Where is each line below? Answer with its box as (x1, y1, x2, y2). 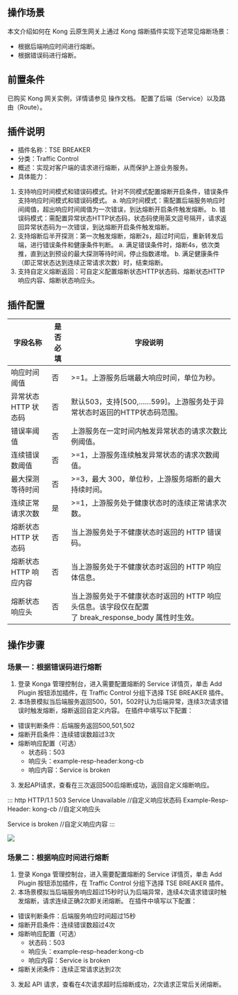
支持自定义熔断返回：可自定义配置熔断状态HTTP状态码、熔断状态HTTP (17, 267, 225, 276)
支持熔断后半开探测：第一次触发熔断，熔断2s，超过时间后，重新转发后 (17, 232, 224, 240)
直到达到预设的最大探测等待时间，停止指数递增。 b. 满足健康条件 (30, 249, 220, 258)
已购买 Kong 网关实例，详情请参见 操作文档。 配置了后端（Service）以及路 (7, 94, 225, 102)
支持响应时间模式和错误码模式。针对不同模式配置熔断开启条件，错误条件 (17, 187, 229, 196)
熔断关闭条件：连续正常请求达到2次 (17, 965, 122, 974)
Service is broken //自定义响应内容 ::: (7, 820, 115, 828)
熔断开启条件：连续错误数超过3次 (17, 730, 115, 739)
